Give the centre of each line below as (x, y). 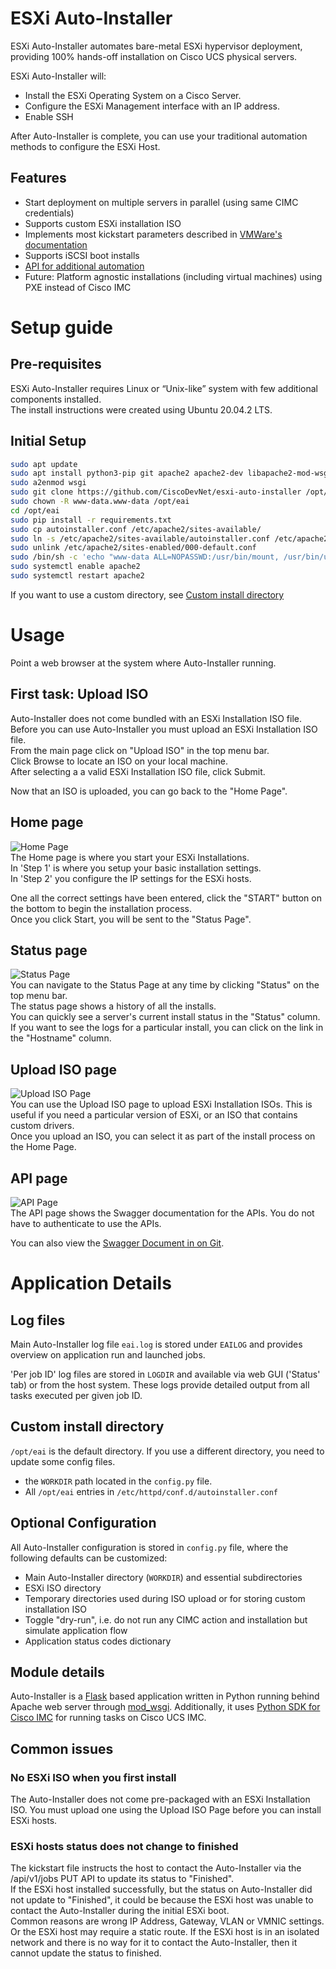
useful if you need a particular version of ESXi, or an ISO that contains (154, 1115)
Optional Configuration (83, 1523)
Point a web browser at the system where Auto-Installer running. (143, 663)
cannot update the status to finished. (86, 1953)
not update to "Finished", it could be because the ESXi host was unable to (162, 1900)
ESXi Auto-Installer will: (58, 76)
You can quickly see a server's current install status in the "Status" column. (165, 1017)
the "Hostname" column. (61, 1038)
